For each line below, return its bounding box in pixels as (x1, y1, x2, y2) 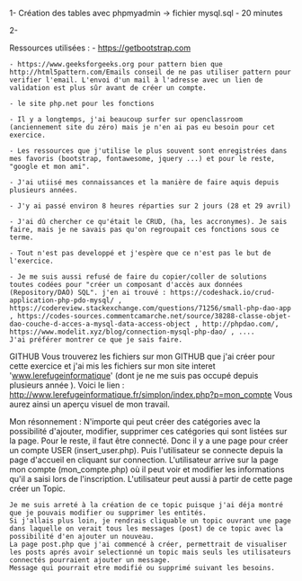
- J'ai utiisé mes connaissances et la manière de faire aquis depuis (9, 178, 280, 187)
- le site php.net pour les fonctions (9, 99, 155, 108)
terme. (9, 233, 34, 242)
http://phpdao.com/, (201, 319, 280, 328)
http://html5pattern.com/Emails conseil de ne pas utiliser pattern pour (9, 67, 292, 76)
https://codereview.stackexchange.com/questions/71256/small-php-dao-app (9, 304, 292, 313)
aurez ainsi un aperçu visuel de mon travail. (9, 399, 171, 409)
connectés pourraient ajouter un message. (9, 556, 171, 565)
